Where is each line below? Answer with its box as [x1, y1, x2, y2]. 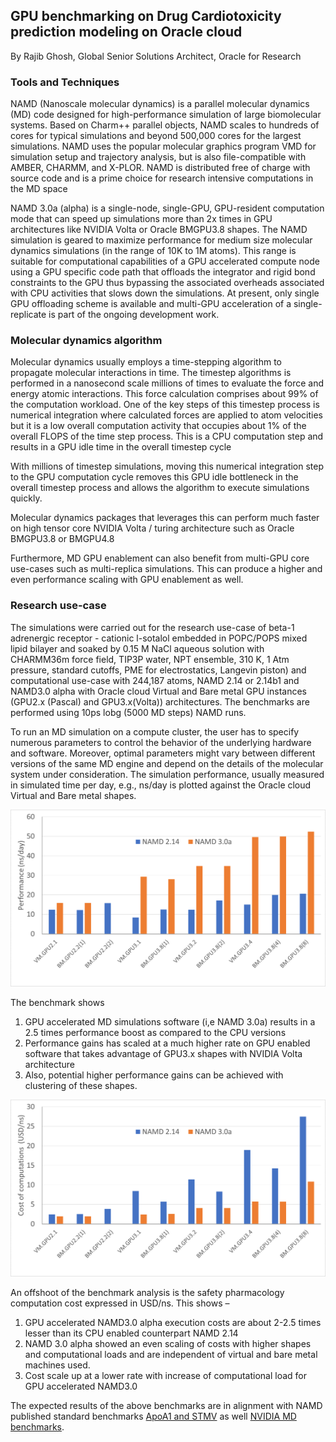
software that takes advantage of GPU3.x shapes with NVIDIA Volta [24, 1047, 303, 1059]
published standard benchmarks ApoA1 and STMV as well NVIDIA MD [10, 1410, 297, 1422]
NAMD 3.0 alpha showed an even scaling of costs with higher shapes [24, 1337, 312, 1349]
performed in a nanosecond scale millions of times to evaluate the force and [10, 377, 325, 389]
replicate [10, 309, 47, 321]
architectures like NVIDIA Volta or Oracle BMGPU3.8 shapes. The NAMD [10, 224, 308, 236]
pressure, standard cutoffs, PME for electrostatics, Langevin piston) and [10, 664, 307, 676]
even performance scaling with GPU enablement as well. [10, 574, 244, 586]
